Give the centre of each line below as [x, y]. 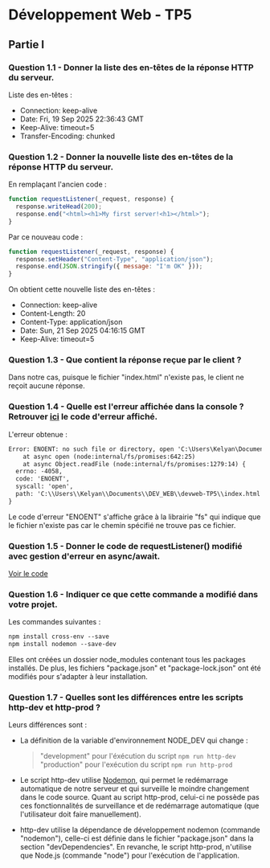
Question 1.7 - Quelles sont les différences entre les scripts [126, 698]
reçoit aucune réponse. [47, 386]
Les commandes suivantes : [55, 622]
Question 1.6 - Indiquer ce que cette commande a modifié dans [133, 594]
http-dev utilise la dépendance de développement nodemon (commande [140, 830]
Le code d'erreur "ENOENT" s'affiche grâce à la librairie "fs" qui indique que [135, 517]
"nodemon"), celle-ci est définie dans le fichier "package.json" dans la [137, 838]
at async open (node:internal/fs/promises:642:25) [109, 457]
